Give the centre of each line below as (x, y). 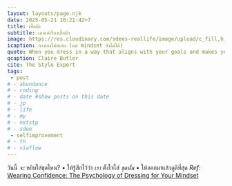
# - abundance (28, 84)
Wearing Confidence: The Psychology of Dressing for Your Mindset (103, 175)
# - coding (23, 90)
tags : (15, 71)
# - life (20, 110)
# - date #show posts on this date (58, 97)
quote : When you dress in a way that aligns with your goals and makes (112, 52)
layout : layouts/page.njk (44, 13)
